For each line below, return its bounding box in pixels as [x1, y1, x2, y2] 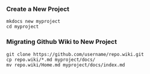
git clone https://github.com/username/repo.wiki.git [6, 51, 145, 57]
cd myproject [6, 23, 39, 30]
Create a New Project [6, 5, 70, 13]
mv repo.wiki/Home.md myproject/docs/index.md [6, 62, 125, 68]
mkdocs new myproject [6, 19, 61, 25]
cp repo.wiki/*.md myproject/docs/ [6, 57, 96, 63]
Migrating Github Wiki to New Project [6, 38, 117, 46]
